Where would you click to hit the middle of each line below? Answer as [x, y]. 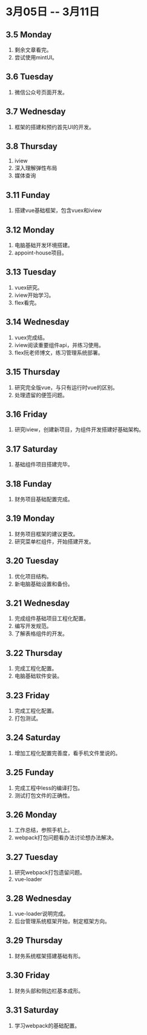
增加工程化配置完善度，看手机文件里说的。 [67, 753]
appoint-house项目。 [41, 253]
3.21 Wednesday [38, 603]
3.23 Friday [28, 696]
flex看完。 [27, 302]
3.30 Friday [28, 975]
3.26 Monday [31, 815]
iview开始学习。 [34, 295]
